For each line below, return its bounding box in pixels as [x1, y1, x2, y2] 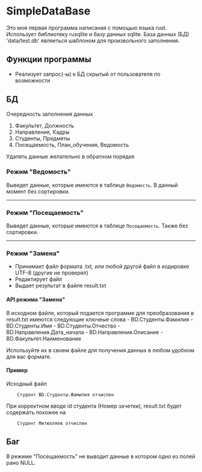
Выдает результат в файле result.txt [14, 282, 106, 290]
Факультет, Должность [14, 122, 75, 129]
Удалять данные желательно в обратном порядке [6, 152, 135, 160]
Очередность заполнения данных [6, 110, 93, 117]
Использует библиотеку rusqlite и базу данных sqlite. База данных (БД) [6, 30, 189, 37]
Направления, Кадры [14, 128, 70, 135]
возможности [14, 76, 50, 84]
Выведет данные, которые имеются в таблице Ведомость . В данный [6, 181, 179, 188]
